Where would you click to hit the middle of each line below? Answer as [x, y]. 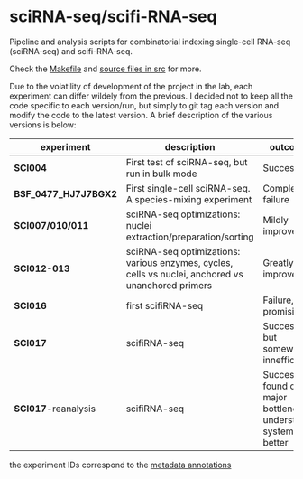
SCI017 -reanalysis [55, 409]
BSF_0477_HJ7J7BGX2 [65, 193]
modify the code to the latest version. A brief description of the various [141, 115]
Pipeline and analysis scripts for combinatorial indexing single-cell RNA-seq [150, 42]
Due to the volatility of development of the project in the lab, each [131, 86]
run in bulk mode [161, 174]
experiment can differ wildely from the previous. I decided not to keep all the [151, 96]
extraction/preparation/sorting [190, 237]
